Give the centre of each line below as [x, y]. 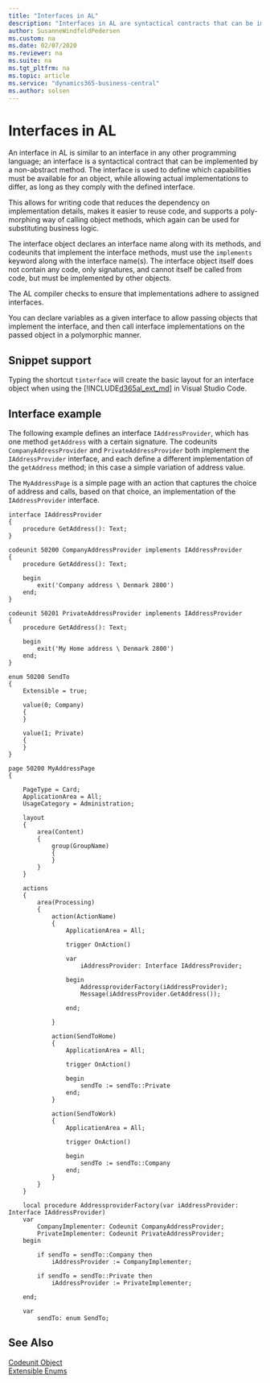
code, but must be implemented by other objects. [90, 278]
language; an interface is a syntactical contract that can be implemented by [133, 161]
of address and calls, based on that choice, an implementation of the [122, 491]
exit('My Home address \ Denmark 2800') [106, 648]
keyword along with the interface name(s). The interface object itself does [131, 261]
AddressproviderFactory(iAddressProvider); [154, 987]
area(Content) [61, 832]
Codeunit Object [35, 1362]
